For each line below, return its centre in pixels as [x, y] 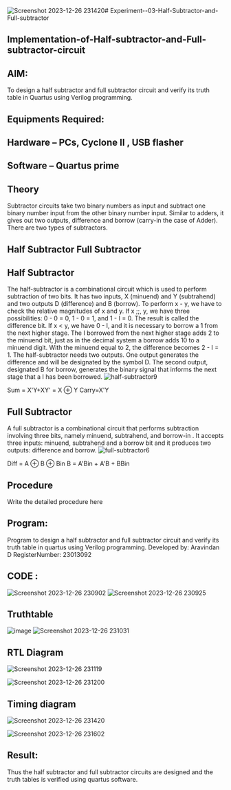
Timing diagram [42, 704]
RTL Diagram [35, 652]
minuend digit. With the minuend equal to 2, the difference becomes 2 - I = [113, 348]
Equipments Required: [56, 119]
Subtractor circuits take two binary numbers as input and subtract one [107, 206]
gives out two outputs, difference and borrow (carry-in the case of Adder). [112, 221]
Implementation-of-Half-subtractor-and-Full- [107, 40]
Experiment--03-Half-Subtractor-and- [164, 11]
